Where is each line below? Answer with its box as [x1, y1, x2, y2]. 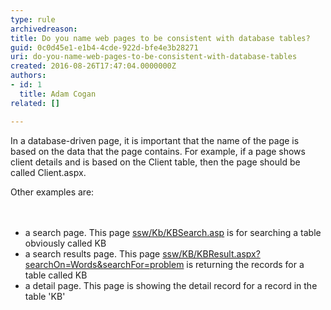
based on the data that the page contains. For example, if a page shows [10, 145, 306, 157]
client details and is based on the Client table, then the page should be [10, 156, 301, 168]
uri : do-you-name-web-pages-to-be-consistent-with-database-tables [10, 52, 298, 62]
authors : [10, 71, 47, 81]
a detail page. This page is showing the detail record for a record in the [24, 279, 318, 291]
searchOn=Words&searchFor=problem [24, 258, 185, 270]
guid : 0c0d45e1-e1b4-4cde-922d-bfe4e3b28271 [10, 42, 199, 53]
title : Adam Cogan [19, 89, 97, 99]
